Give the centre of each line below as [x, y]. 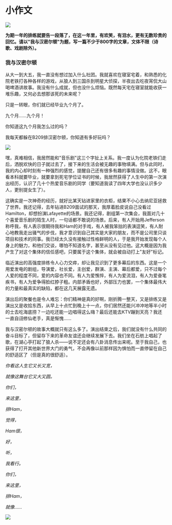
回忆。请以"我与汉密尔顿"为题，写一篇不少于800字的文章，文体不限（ [80, 41]
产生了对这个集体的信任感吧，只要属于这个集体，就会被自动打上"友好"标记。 [86, 252]
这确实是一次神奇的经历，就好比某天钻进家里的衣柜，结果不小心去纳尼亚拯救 [86, 201]
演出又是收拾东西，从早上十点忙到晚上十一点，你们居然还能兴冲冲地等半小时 [86, 305]
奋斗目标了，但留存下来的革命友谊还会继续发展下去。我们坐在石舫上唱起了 [84, 336]
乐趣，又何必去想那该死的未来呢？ [46, 94]
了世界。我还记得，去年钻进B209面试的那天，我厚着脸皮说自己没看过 [78, 207]
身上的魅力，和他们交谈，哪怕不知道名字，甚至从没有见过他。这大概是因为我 [86, 246]
